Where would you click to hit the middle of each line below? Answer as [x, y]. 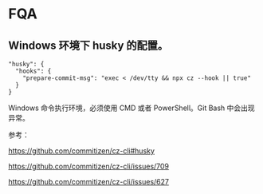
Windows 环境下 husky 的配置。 [88, 45]
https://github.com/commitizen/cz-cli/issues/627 [89, 182]
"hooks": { [33, 71]
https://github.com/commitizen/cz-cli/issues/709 [89, 166]
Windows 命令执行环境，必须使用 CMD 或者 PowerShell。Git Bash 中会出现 [131, 108]
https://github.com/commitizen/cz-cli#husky [82, 151]
